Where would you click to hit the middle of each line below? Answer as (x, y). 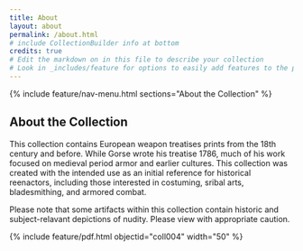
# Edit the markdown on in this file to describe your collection (137, 60)
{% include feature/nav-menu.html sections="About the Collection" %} (141, 93)
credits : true (36, 51)
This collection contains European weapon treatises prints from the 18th (143, 144)
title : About (34, 18)
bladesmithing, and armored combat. (78, 191)
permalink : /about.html (54, 34)
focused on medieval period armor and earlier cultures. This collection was (149, 163)
